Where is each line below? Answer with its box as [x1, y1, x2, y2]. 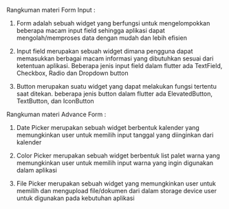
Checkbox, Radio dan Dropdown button [16, 69, 129, 77]
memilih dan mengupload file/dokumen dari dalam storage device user [16, 187, 217, 195]
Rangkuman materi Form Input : [6, 6, 96, 14]
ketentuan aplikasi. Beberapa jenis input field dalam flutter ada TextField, [16, 62, 223, 69]
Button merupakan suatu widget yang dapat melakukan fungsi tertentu [16, 82, 217, 90]
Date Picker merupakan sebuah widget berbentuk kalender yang [16, 124, 200, 131]
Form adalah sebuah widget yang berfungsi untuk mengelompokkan [16, 19, 210, 27]
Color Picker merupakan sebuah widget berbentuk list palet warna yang [16, 151, 221, 159]
